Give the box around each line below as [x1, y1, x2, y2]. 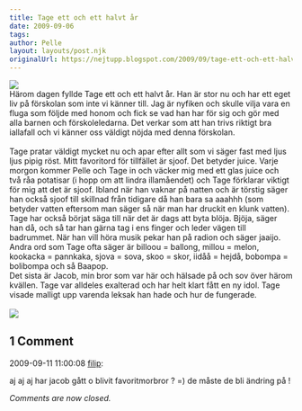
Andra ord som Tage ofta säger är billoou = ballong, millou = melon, [9, 242, 260, 252]
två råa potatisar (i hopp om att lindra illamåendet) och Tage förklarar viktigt [9, 174, 289, 185]
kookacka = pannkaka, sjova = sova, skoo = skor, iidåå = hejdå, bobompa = [9, 251, 289, 262]
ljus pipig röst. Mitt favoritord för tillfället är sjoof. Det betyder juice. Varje [9, 156, 279, 166]
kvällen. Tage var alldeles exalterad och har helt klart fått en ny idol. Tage [9, 280, 280, 290]
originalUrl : [9, 55, 58, 64]
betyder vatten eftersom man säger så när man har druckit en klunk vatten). [9, 203, 290, 214]
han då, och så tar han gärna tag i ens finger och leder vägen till [9, 222, 247, 233]
